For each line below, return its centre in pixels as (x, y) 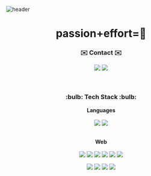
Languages (101, 110)
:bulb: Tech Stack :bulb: (101, 97)
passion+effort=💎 (101, 34)
